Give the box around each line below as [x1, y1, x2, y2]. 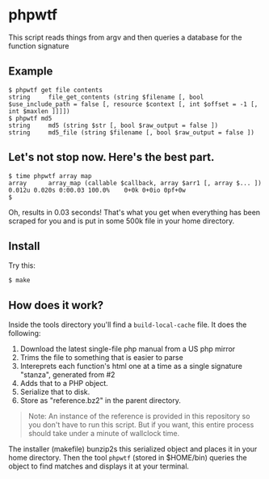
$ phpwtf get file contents [8, 86, 103, 94]
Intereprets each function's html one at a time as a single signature [19, 362, 242, 371]
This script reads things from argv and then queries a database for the [8, 32, 242, 42]
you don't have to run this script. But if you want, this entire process [27, 420, 254, 430]
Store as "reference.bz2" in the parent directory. [19, 396, 182, 405]
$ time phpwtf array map [8, 172, 92, 180]
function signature [8, 40, 69, 50]
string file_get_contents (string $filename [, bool [8, 93, 204, 101]
